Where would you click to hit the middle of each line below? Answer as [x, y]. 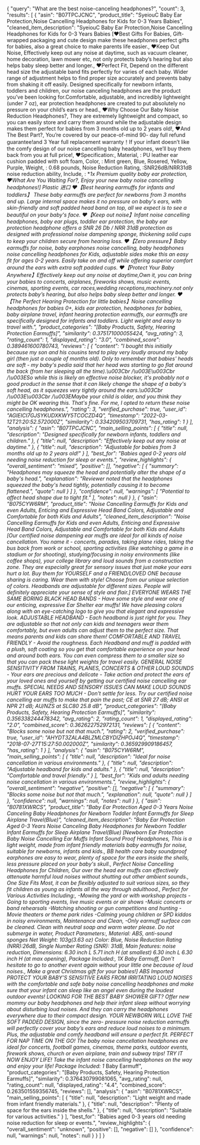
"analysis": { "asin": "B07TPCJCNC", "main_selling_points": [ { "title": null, [97, 428]
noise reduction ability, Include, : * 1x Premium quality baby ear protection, [97, 174]
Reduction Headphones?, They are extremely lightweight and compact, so [97, 116]
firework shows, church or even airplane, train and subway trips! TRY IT [95, 1053]
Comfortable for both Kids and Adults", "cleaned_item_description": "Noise [99, 516]
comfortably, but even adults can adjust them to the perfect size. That [93, 630]
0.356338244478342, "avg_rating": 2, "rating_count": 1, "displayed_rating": [100, 718]
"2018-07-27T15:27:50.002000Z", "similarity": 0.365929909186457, [90, 744]
